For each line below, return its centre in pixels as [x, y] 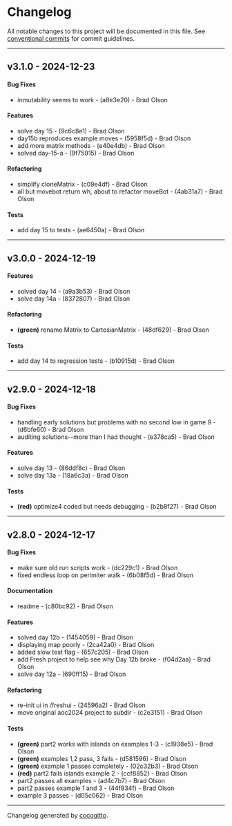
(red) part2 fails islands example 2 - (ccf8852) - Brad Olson [102, 773]
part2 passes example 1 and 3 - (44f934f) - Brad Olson [96, 788]
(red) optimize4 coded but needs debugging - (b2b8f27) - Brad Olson [117, 507]
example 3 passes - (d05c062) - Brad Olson [80, 795]
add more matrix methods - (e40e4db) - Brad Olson [91, 145]
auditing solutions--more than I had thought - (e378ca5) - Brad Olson [116, 437]
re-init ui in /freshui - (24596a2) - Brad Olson [81, 705]
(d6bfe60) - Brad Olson [50, 429]
